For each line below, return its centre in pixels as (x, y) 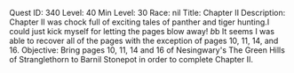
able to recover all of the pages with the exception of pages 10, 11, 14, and (144, 40)
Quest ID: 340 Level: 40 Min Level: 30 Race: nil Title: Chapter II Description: (147, 13)
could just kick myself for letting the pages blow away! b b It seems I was (142, 31)
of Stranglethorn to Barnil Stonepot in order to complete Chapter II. (131, 59)
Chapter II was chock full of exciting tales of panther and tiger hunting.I (139, 22)
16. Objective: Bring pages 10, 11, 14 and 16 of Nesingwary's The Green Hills (147, 50)
